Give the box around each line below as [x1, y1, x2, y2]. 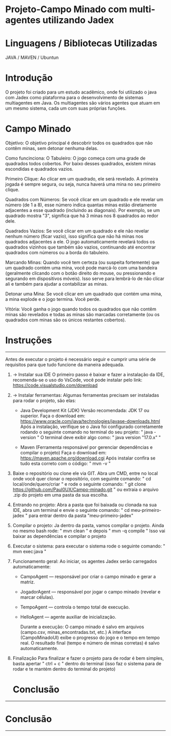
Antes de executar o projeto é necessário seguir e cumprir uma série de [5, 356, 156, 362]
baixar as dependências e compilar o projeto [12, 533, 106, 539]
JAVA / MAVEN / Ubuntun [5, 54, 59, 60]
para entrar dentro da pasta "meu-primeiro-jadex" [28, 512, 134, 518]
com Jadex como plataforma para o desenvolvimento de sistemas [5, 95, 144, 101]
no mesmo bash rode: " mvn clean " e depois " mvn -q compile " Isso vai [12, 528, 165, 534]
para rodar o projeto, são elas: [12, 397, 76, 404]
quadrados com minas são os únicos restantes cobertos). [5, 317, 126, 323]
